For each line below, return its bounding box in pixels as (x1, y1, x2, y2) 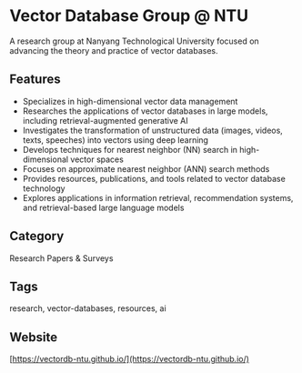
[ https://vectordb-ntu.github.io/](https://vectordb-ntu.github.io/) (9, 354, 250, 365)
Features (9, 72, 61, 87)
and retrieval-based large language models (22, 202, 185, 213)
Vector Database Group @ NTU (9, 5, 249, 26)
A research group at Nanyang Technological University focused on (9, 35, 259, 46)
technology (22, 183, 65, 194)
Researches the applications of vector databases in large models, (22, 106, 268, 116)
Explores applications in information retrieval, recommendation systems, (22, 192, 294, 203)
